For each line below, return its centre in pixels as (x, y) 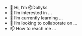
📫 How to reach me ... (33, 28)
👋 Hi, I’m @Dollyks (29, 8)
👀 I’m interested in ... (31, 13)
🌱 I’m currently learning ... (36, 18)
